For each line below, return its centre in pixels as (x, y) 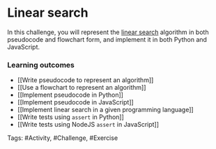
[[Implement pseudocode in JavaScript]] (75, 102)
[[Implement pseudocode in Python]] (70, 95)
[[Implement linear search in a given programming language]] (105, 110)
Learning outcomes (41, 65)
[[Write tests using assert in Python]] (70, 117)
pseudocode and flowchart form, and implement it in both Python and (107, 39)
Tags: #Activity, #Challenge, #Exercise (63, 138)
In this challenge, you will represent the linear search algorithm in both (108, 32)
